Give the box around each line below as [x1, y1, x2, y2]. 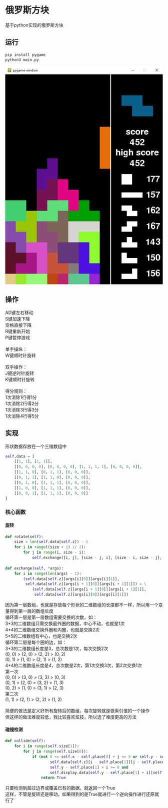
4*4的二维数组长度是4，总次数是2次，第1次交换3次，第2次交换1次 [5, 662, 142, 668]
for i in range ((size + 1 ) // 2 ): [14, 544, 86, 550]
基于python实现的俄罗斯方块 [5, 22, 63, 28]
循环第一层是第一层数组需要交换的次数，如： [5, 614, 97, 620]
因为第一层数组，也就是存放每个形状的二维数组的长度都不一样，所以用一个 [5, 602, 158, 608]
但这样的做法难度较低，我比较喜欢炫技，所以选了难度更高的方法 [5, 714, 136, 720]
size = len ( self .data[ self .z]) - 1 [14, 539, 88, 544]
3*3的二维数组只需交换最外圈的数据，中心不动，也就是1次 [5, 620, 125, 626]
